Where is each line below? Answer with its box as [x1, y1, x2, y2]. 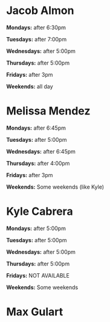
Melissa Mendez [6, 104, 91, 118]
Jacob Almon [6, 4, 74, 18]
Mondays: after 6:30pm [6, 24, 66, 31]
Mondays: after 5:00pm [6, 225, 66, 232]
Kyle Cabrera [6, 205, 74, 219]
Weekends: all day [6, 83, 53, 90]
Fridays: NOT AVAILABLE [6, 271, 70, 279]
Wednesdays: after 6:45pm [6, 147, 76, 155]
